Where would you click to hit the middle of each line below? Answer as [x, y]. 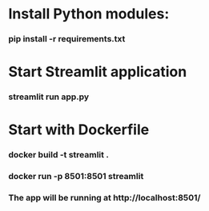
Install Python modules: [89, 14]
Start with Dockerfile [79, 130]
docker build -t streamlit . [59, 155]
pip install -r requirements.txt [67, 39]
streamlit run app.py [49, 97]
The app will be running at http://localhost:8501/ [104, 198]
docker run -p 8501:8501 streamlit [76, 177]
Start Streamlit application [98, 72]
